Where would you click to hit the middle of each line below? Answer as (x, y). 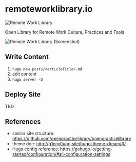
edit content (24, 74)
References (23, 122)
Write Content (27, 57)
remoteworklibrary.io (49, 9)
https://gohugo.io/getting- (87, 149)
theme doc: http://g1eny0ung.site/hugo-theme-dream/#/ (69, 144)
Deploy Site (23, 95)
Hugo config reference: (36, 149)
